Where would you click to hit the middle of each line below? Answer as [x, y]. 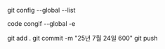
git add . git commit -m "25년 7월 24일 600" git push [82, 38]
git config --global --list [41, 10]
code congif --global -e [41, 23]
